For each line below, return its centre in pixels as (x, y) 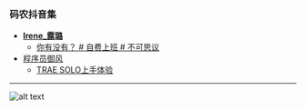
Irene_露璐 (43, 36)
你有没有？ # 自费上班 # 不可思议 (98, 47)
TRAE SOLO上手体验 (75, 70)
